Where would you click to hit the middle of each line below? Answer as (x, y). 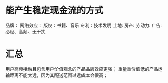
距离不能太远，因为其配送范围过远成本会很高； (59, 75)
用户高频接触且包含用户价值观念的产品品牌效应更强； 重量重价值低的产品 (82, 69)
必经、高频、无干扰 (25, 31)
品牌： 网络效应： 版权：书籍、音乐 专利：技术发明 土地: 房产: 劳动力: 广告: (83, 25)
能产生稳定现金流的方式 (54, 10)
